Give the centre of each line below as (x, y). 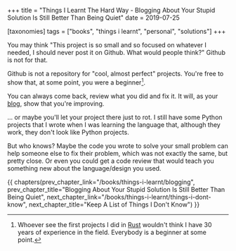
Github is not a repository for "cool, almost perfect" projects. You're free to (116, 74)
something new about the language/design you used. (84, 168)
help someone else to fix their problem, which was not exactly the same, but (118, 153)
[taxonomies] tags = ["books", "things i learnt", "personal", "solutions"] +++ (117, 31)
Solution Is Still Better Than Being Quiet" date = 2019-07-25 (94, 18)
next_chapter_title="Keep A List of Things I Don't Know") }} (114, 204)
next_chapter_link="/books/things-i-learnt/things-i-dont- (129, 197)
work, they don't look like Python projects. (68, 132)
